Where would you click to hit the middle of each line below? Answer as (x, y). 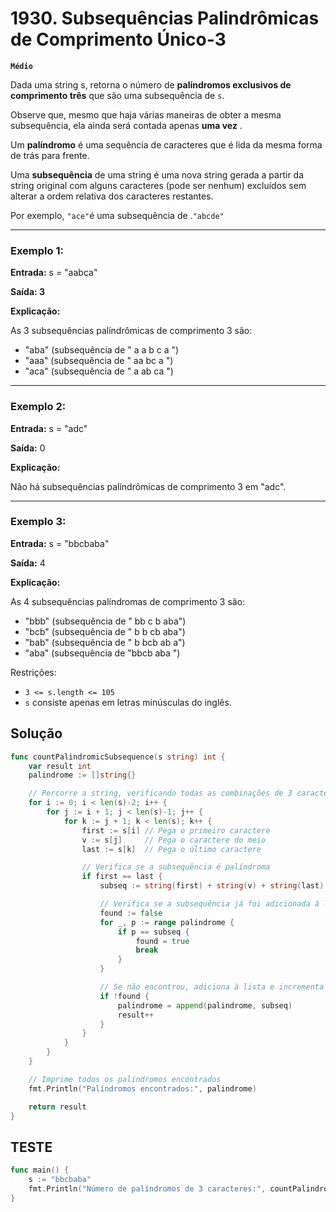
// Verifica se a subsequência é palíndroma (176, 867)
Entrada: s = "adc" (49, 428)
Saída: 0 (28, 448)
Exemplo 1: (37, 250)
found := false (131, 913)
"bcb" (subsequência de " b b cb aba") (105, 631)
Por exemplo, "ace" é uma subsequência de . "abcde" (117, 215)
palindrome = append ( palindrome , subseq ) (205, 1005)
